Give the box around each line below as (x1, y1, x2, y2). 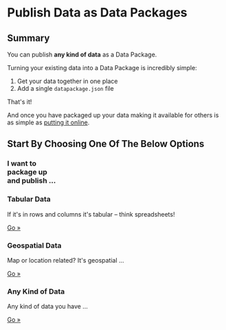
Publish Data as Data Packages (7, 5, 188, 21)
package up (7, 167, 48, 177)
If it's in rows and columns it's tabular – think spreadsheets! (7, 210, 175, 218)
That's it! (7, 98, 32, 106)
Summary (7, 32, 50, 44)
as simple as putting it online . (7, 118, 90, 126)
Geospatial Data (7, 241, 62, 250)
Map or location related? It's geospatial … (7, 256, 125, 264)
